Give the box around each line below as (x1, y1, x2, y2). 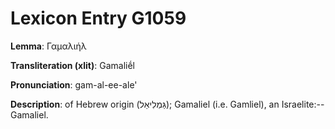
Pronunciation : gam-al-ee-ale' (10, 78, 138, 91)
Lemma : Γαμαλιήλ (10, 40, 87, 52)
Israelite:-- (281, 98, 325, 110)
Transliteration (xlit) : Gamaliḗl (10, 59, 135, 71)
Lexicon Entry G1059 (10, 7, 187, 30)
